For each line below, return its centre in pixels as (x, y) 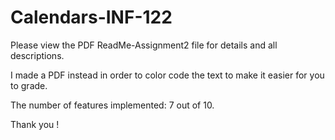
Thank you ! (35, 124)
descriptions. (37, 55)
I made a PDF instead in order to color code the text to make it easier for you (167, 75)
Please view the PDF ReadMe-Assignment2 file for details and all (144, 45)
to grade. (29, 85)
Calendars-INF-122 (91, 17)
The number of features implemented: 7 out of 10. (112, 105)
